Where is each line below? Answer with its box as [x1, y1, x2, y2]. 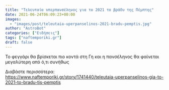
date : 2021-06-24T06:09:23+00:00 [5, 12, 75, 17]
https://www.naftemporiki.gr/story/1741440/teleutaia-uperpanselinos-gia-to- [5, 73, 164, 80]
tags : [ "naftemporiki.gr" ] [5, 35, 62, 40]
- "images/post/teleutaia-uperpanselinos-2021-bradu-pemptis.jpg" [10, 21, 152, 26]
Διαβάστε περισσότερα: [5, 68, 55, 74]
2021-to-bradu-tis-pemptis [5, 79, 61, 85]
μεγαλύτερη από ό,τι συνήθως [5, 58, 69, 65]
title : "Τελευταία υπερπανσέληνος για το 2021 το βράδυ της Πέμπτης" [5, 7, 154, 12]
